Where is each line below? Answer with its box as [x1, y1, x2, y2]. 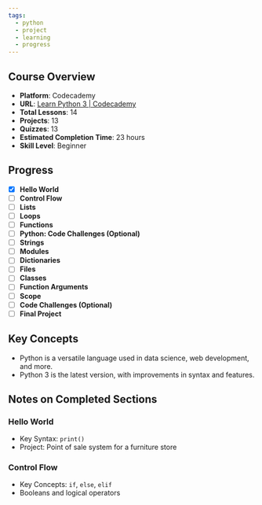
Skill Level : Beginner [19, 141, 87, 150]
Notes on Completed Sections [8, 393, 158, 406]
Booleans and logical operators [19, 488, 121, 498]
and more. [19, 361, 53, 370]
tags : [8, 11, 26, 20]
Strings [19, 238, 45, 248]
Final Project [19, 308, 62, 319]
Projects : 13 [19, 116, 59, 125]
